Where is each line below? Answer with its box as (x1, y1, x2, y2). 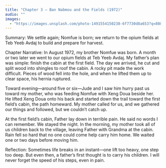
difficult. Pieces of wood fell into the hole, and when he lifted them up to (5, 70, 152, 77)
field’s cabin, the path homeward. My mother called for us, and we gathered (5, 101, 160, 107)
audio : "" (5, 12, 26, 17)
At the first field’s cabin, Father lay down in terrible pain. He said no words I (5, 116, 158, 122)
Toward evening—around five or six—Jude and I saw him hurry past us (5, 85, 150, 92)
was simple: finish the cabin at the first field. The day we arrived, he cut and (5, 60, 160, 66)
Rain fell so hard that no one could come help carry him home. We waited (5, 132, 155, 138)
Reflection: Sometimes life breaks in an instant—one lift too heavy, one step (5, 147, 159, 153)
